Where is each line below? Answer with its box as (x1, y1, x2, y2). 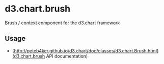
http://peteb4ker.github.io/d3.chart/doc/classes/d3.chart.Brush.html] (14, 47, 159, 53)
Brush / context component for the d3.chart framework (5, 20, 120, 26)
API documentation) (46, 53, 88, 59)
